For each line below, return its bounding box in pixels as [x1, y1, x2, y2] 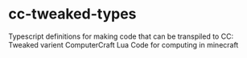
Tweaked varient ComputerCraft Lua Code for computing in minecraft [8, 39, 239, 49]
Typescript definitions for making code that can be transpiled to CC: [8, 31, 234, 41]
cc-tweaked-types [8, 5, 137, 23]
